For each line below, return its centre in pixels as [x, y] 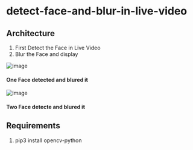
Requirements [33, 126]
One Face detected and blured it [47, 80]
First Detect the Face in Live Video [58, 48]
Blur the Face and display [46, 54]
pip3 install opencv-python [48, 140]
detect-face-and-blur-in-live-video [97, 11]
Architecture [31, 33]
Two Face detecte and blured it [46, 107]
